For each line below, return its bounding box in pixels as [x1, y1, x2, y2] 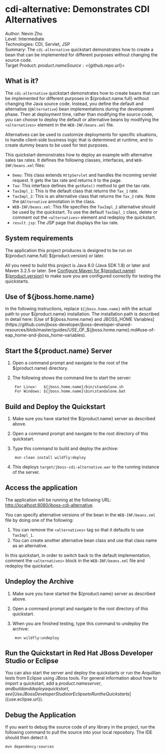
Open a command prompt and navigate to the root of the [12, 360, 128, 366]
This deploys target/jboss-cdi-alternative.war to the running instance [12, 464, 160, 469]
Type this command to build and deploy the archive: [12, 446, 119, 452]
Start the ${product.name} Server [5, 346, 112, 355]
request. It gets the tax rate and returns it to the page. [12, 177, 122, 183]
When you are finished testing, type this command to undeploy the [12, 620, 149, 626]
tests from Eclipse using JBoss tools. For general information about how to [5, 675, 158, 681]
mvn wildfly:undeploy [14, 635, 59, 640]
